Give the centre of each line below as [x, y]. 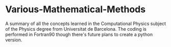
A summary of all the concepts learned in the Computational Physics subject [86, 24]
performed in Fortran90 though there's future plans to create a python [79, 34]
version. [14, 40]
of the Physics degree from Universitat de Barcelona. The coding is [76, 29]
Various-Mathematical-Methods [76, 9]
